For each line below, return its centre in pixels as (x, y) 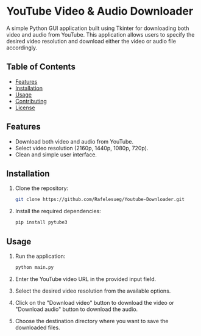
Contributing (31, 101)
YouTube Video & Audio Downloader (100, 11)
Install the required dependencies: (58, 211)
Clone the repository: (42, 188)
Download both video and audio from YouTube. (74, 141)
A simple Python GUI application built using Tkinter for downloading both (98, 28)
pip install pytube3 (41, 222)
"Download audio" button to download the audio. (76, 309)
